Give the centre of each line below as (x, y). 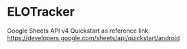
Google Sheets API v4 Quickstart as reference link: (79, 31)
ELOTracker (41, 12)
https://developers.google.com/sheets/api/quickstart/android (93, 37)
